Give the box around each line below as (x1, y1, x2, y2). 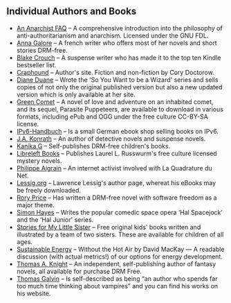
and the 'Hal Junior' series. (16, 215, 94, 224)
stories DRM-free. (16, 46, 68, 54)
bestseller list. (16, 60, 57, 69)
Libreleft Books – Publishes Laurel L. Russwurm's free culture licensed (16, 149, 217, 157)
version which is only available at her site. (16, 90, 136, 98)
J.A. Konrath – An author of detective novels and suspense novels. (16, 135, 206, 143)
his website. (16, 289, 51, 297)
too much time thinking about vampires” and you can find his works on (16, 282, 219, 290)
